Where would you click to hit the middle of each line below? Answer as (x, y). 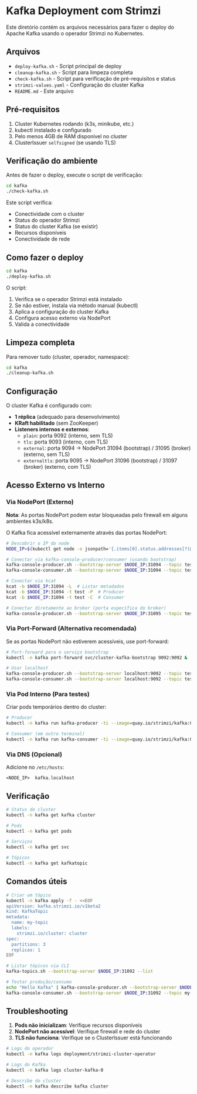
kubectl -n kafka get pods (39, 831)
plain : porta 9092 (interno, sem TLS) (68, 436)
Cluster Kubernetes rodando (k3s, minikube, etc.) (74, 124)
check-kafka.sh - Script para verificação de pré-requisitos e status (95, 78)
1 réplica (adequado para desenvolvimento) (67, 417)
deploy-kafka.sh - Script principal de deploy (68, 66)
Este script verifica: (29, 203)
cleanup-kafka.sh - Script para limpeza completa (74, 72)
